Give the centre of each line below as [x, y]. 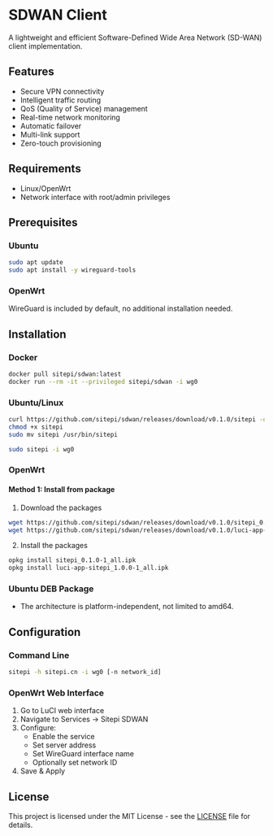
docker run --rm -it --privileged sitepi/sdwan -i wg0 [103, 381]
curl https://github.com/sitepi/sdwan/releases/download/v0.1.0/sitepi [132, 420]
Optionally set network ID [75, 763]
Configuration [45, 632]
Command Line [39, 655]
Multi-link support [50, 134]
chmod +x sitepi [36, 427]
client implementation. [45, 46]
